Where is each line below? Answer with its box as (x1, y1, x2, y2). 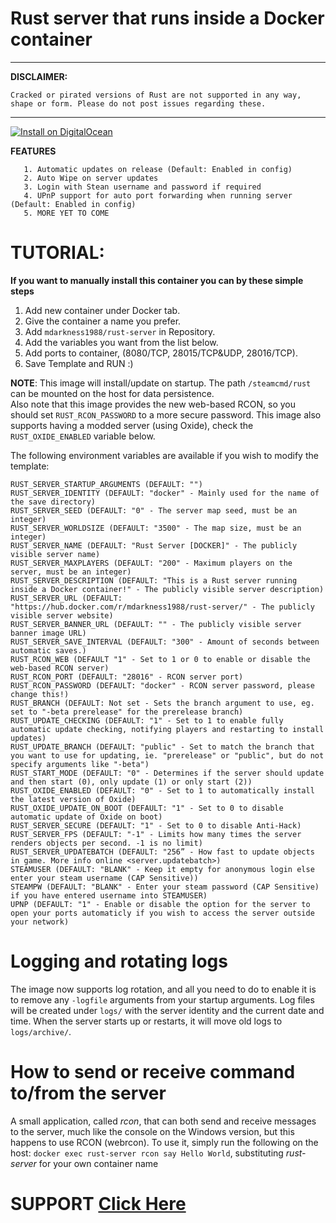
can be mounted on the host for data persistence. (10, 387, 215, 399)
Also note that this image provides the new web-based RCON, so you (10, 398, 297, 410)
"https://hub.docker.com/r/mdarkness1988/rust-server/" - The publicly (10, 602, 315, 612)
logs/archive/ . (10, 1025, 72, 1037)
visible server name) (10, 549, 101, 559)
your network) (10, 917, 70, 927)
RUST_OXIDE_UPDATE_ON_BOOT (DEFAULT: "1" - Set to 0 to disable (10, 803, 284, 813)
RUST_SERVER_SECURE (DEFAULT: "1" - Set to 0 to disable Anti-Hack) (10, 820, 302, 831)
